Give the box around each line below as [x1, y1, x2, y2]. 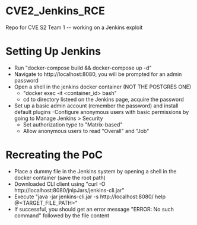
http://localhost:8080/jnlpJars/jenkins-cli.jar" [14, 186, 125, 194]
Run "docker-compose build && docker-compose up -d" [14, 64, 152, 71]
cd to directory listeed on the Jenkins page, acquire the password [23, 96, 185, 103]
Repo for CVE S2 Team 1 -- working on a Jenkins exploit [5, 24, 143, 31]
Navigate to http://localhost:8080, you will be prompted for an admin [14, 70, 182, 78]
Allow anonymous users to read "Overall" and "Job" [23, 127, 150, 134]
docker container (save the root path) [14, 174, 106, 181]
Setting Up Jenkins [5, 45, 101, 58]
